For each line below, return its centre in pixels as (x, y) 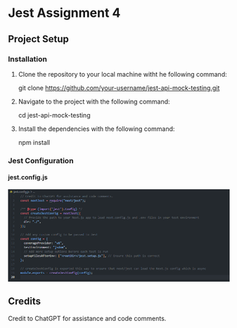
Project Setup (39, 39)
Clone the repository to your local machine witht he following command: (122, 74)
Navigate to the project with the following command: (94, 101)
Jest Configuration (41, 160)
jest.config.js (28, 177)
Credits (25, 302)
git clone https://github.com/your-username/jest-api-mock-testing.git (119, 88)
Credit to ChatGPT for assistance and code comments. (87, 318)
